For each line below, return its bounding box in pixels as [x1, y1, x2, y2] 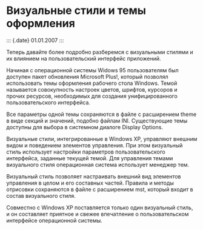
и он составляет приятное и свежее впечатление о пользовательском [6, 210, 189, 217]
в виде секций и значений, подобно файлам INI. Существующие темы [6, 117, 188, 124]
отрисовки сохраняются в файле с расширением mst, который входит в [6, 186, 193, 193]
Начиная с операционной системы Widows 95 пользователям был [6, 66, 179, 73]
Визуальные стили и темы [6, 4, 147, 18]
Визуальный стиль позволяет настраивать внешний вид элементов [6, 172, 181, 180]
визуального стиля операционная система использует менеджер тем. [6, 161, 190, 168]
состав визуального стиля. [6, 192, 76, 199]
